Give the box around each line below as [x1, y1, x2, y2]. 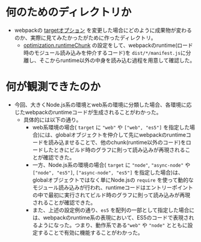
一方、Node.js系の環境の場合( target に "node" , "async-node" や [32, 161, 191, 169]
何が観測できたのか [5, 80, 101, 94]
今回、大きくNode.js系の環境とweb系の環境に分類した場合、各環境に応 [14, 101, 192, 108]
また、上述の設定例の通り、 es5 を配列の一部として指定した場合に [32, 206, 195, 214]
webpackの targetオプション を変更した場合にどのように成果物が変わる [14, 26, 192, 34]
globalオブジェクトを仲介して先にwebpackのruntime [55, 131, 186, 138]
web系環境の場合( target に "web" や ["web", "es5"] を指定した [32, 123, 190, 131]
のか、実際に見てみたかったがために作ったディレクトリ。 [14, 34, 156, 41]
